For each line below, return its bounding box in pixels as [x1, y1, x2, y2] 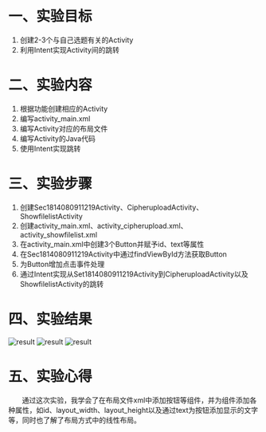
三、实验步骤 [8, 175, 93, 193]
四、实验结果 [8, 310, 93, 328]
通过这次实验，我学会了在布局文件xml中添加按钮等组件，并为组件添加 [22, 395, 250, 405]
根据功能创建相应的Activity [19, 104, 108, 113]
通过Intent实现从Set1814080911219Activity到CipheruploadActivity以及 [19, 269, 248, 279]
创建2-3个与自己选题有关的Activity [19, 35, 134, 45]
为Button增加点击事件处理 [19, 259, 105, 269]
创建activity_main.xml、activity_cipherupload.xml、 [19, 221, 188, 230]
